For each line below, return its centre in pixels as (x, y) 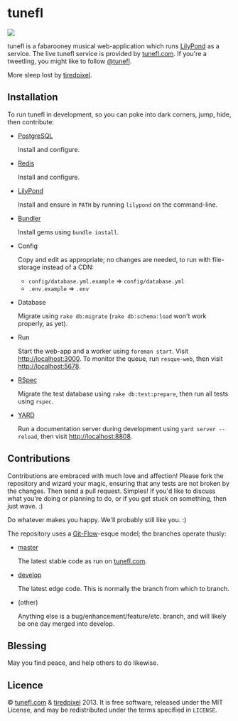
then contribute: (31, 121)
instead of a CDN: (68, 267)
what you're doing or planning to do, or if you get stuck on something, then (117, 498)
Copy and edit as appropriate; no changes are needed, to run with (114, 259)
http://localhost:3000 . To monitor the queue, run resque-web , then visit (120, 358)
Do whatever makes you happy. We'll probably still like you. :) (97, 519)
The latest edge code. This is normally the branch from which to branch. (123, 588)
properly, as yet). (43, 323)
